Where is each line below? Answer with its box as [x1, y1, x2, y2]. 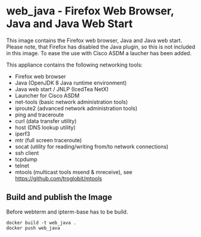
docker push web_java [6, 225, 61, 231]
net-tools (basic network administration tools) [14, 98, 128, 106]
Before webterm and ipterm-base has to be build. [6, 208, 128, 215]
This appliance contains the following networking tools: [6, 61, 143, 68]
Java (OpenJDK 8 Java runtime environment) [14, 79, 127, 86]
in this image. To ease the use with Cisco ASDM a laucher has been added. [6, 49, 192, 56]
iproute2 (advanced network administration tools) [14, 104, 138, 112]
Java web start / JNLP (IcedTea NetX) [14, 85, 109, 92]
